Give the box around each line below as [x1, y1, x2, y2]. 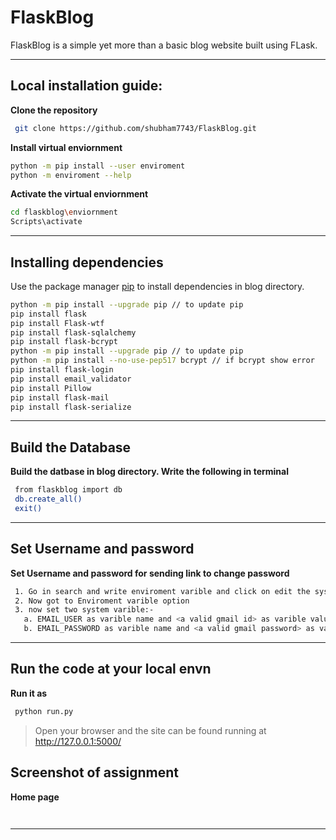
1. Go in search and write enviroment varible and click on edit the [14, 586, 311, 596]
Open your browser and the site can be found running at [34, 724, 267, 736]
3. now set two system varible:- [14, 605, 155, 615]
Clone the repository [10, 104, 98, 116]
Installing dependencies [10, 254, 164, 271]
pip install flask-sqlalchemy [10, 327, 137, 338]
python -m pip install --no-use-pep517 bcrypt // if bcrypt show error [10, 356, 315, 366]
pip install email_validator [10, 374, 132, 384]
